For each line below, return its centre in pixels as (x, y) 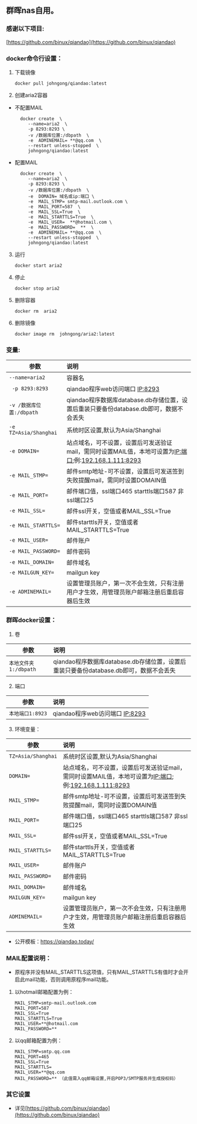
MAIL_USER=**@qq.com (40, 1072)
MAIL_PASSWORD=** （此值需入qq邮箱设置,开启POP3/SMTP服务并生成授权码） (96, 1078)
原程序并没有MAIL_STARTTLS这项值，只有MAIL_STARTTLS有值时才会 (99, 972)
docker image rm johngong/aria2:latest (64, 334)
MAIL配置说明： (29, 958)
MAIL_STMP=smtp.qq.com (42, 1052)
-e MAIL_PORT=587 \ (54, 207)
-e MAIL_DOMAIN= (32, 562)
